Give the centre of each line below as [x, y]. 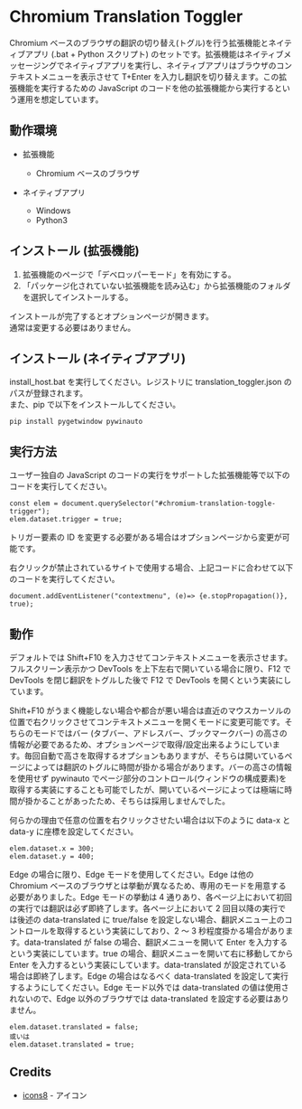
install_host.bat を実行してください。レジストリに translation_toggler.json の [151, 382]
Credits [31, 1072]
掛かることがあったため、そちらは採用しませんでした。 [127, 801]
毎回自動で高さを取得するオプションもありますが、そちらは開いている [154, 756]
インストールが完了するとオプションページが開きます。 [112, 316]
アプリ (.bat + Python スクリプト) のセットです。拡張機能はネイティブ [154, 54]
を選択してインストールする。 [78, 296]
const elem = [34, 503]
